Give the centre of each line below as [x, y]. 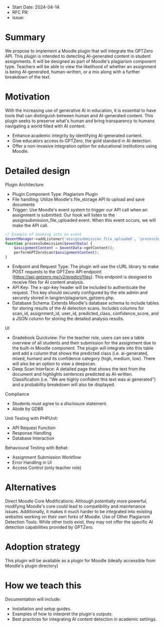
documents [23, 204]
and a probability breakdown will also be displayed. [64, 385]
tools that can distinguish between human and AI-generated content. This [79, 115]
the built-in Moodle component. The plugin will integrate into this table [83, 348]
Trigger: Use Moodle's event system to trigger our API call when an [80, 209]
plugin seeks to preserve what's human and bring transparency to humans [80, 121]
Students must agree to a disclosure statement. [60, 404]
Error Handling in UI [32, 463]
